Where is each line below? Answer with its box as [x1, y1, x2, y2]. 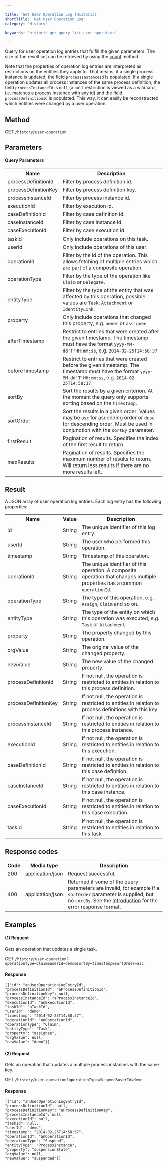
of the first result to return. [62, 441, 125, 448]
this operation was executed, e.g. [81, 615, 160, 622]
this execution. [81, 747, 116, 754]
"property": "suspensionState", [5, 1147, 72, 1152]
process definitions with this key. [81, 706, 159, 713]
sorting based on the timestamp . [62, 400, 137, 407]
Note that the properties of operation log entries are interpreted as [5, 63, 142, 69]
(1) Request [5, 935, 29, 941]
